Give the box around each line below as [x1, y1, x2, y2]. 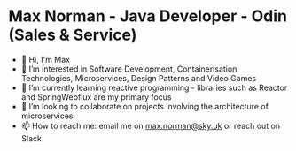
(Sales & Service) [8, 25, 137, 45]
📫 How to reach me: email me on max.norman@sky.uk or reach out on [20, 120, 281, 131]
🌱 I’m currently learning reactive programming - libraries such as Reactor [20, 82, 288, 93]
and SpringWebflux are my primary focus [20, 91, 172, 102]
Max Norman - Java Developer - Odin [8, 6, 287, 26]
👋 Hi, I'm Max [20, 54, 70, 64]
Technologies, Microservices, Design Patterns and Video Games [20, 72, 257, 83]
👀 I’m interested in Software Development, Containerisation [20, 64, 238, 74]
